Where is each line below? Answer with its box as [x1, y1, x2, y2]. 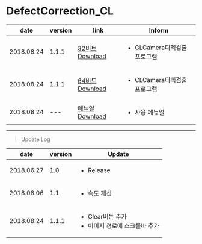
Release [88, 166, 111, 174]
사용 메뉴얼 [135, 108, 165, 116]
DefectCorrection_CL [6, 4, 114, 18]
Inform [148, 26, 169, 34]
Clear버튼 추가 [88, 212, 127, 221]
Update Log [20, 136, 50, 143]
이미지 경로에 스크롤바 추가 [88, 221, 159, 230]
